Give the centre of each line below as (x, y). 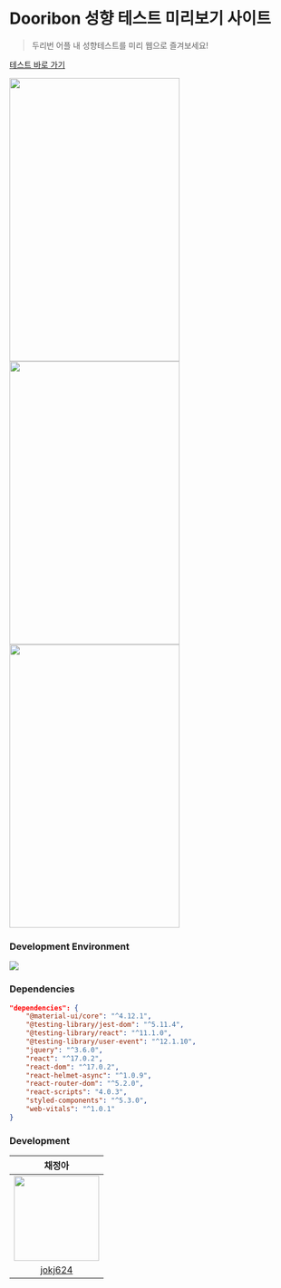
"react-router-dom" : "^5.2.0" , (85, 1084)
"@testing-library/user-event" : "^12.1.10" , (111, 1042)
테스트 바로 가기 (38, 64)
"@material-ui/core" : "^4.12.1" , (89, 1016)
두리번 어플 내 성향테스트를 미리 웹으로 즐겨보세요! (120, 45)
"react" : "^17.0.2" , (64, 1058)
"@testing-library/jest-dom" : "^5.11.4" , (105, 1025)
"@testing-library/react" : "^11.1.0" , (99, 1033)
